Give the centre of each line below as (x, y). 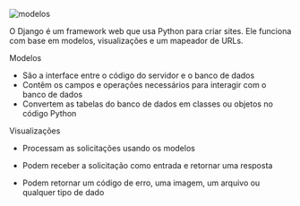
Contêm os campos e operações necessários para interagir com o (144, 85)
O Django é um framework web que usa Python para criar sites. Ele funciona (150, 31)
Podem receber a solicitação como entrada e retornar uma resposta (147, 165)
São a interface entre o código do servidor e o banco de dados (138, 75)
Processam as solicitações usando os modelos (108, 148)
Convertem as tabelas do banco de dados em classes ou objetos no (147, 104)
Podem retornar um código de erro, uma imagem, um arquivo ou (141, 183)
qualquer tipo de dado (63, 192)
